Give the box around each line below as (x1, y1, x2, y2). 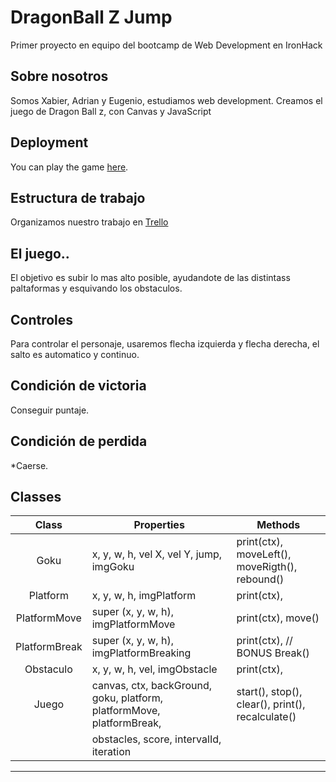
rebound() (236, 572, 285, 586)
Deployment (10, 134, 89, 151)
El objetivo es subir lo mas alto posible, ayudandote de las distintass (10, 272, 291, 284)
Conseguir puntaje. (10, 404, 90, 416)
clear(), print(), (236, 697, 306, 711)
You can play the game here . (10, 161, 129, 173)
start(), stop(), (236, 685, 303, 699)
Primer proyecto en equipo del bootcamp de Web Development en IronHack (10, 39, 323, 51)
